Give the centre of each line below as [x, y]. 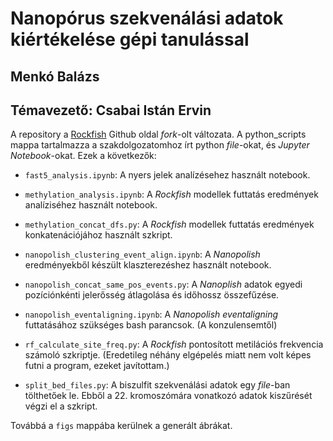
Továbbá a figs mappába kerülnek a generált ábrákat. [121, 426]
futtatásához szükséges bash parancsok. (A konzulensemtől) [151, 325]
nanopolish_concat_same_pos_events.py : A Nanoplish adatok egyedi [163, 284]
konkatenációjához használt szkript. [98, 235]
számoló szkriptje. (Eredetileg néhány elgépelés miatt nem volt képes [168, 355]
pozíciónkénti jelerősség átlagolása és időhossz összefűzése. [152, 295]
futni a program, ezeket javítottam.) [97, 366]
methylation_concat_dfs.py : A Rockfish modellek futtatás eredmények [169, 224]
